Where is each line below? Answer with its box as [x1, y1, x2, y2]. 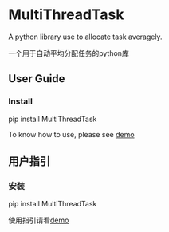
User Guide [8, 72, 65, 85]
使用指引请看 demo [8, 215, 69, 225]
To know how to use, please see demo [8, 129, 135, 139]
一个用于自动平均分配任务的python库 [8, 48, 129, 57]
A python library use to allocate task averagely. [8, 32, 163, 41]
